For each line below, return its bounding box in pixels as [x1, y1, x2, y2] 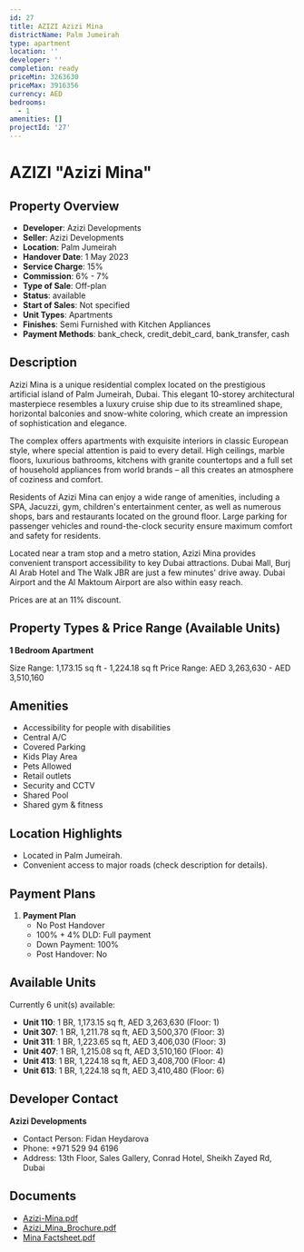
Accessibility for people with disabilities [22, 722, 171, 733]
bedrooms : [9, 97, 47, 107]
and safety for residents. [9, 530, 102, 541]
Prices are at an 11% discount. [9, 594, 122, 605]
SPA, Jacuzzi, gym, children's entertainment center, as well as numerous [9, 501, 281, 512]
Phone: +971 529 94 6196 [22, 1142, 119, 1154]
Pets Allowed [22, 760, 73, 772]
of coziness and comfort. [9, 473, 103, 484]
